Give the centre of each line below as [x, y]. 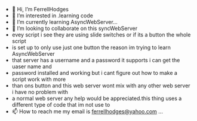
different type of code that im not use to [61, 105]
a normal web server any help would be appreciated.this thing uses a [97, 98]
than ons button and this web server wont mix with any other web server [101, 86]
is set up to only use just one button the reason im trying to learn [91, 47]
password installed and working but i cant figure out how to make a [95, 73]
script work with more [39, 79]
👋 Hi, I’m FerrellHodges [40, 9]
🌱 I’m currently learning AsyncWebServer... [64, 22]
